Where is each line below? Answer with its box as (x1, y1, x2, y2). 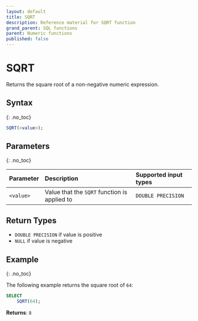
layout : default (6, 8, 46, 15)
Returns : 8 (6, 309, 32, 316)
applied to (44, 196, 72, 204)
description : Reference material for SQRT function (6, 19, 136, 25)
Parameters (6, 141, 50, 151)
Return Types (6, 216, 57, 226)
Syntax (6, 98, 33, 108)
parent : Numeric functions (6, 31, 72, 37)
